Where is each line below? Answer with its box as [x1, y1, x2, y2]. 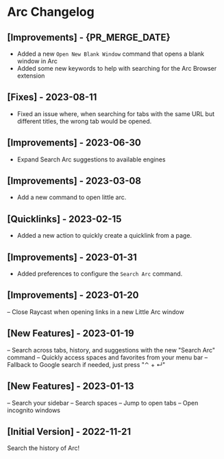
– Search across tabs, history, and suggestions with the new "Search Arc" [7, 346, 216, 354]
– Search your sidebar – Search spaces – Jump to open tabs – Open [7, 399, 199, 407]
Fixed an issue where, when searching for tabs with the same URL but [16, 109, 215, 117]
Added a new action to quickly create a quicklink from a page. [16, 232, 192, 240]
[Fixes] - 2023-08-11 [7, 91, 97, 103]
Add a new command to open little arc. [16, 193, 127, 201]
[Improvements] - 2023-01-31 [7, 251, 137, 263]
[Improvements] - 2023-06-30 [7, 137, 142, 148]
